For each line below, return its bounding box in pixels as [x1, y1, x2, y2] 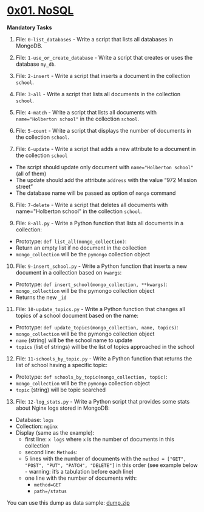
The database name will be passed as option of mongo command [15, 189, 176, 197]
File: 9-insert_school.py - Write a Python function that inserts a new [15, 262, 188, 270]
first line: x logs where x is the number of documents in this [24, 435, 175, 443]
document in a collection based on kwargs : [15, 268, 122, 276]
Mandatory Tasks [7, 24, 52, 31]
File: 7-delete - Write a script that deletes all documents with [15, 201, 168, 208]
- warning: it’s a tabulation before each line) [24, 468, 134, 475]
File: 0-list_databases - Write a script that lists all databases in [15, 35, 174, 43]
